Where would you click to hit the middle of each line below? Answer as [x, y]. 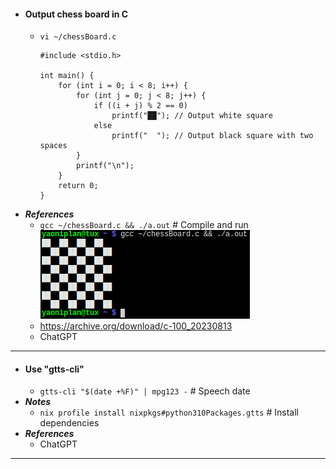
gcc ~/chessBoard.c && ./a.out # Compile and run [144, 225]
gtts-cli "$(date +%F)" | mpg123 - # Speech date [145, 391]
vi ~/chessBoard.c [78, 37]
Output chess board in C [76, 14]
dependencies [69, 423]
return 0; [78, 186]
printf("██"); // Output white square [192, 116]
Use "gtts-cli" [54, 369]
